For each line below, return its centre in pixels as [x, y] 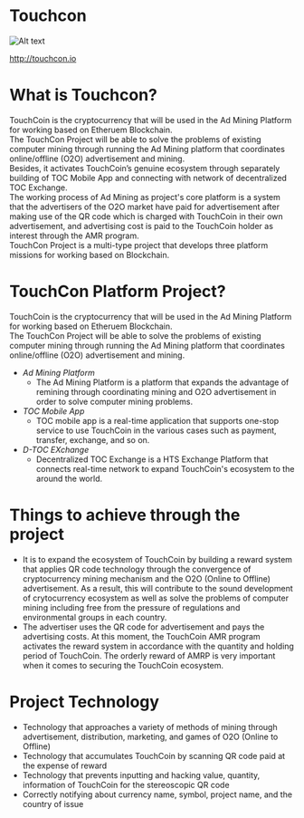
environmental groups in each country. [95, 617]
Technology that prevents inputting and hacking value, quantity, [141, 775]
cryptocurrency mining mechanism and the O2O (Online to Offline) [147, 578]
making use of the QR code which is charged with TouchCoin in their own [146, 216]
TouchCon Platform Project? [118, 292]
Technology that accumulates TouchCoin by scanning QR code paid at [154, 755]
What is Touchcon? [84, 95]
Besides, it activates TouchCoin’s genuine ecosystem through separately [145, 168]
